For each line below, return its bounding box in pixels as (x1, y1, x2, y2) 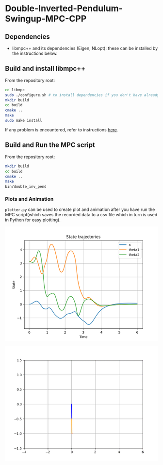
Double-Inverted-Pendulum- (5, 3, 123, 14)
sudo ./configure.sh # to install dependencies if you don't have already (5, 93, 160, 97)
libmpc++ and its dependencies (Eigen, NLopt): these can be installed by (12, 46, 158, 51)
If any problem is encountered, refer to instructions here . (5, 127, 118, 132)
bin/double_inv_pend (5, 184, 47, 189)
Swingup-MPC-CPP (5, 13, 87, 24)
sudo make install (5, 118, 42, 123)
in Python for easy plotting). (5, 217, 61, 223)
